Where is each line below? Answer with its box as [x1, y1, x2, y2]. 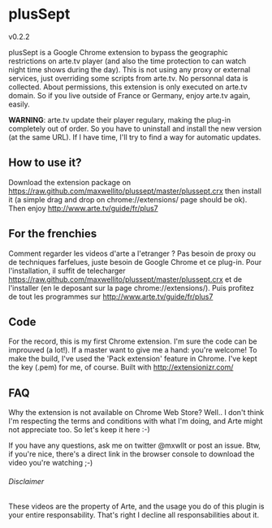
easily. [8, 99, 30, 109]
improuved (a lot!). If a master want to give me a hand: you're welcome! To [8, 345, 257, 355]
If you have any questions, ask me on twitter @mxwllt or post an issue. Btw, [8, 440, 261, 451]
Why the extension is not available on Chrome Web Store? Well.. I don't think [8, 408, 265, 418]
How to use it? [8, 156, 82, 170]
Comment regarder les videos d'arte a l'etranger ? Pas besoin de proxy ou [8, 249, 257, 258]
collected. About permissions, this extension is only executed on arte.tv [8, 82, 248, 92]
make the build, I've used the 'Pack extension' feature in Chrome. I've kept [8, 354, 257, 364]
